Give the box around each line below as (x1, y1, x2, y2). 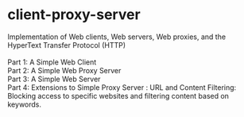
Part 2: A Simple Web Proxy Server (7, 65, 122, 75)
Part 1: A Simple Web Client (7, 57, 97, 67)
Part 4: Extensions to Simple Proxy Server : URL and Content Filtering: (7, 82, 237, 92)
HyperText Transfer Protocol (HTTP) (7, 40, 126, 49)
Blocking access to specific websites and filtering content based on (7, 91, 230, 100)
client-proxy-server (7, 6, 141, 24)
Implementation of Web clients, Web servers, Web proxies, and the (7, 32, 227, 41)
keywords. (7, 99, 41, 109)
